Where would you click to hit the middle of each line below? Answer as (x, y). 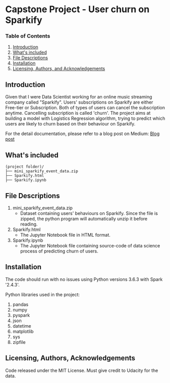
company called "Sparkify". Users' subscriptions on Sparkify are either (79, 102)
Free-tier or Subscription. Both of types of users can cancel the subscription (85, 108)
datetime (22, 326)
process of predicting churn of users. (59, 251)
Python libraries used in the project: (43, 294)
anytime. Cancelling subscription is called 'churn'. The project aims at (78, 113)
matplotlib (23, 331)
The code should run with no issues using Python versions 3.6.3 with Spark (84, 279)
